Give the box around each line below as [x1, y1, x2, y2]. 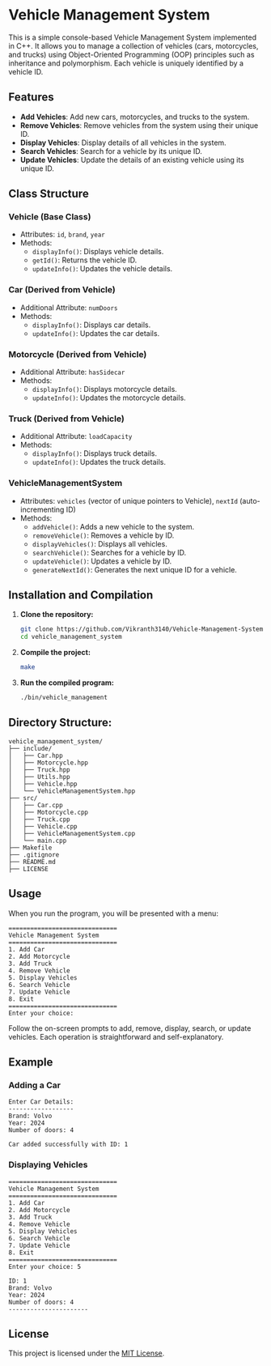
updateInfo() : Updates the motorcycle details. [32, 393, 186, 402]
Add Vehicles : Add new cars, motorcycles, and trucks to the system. [19, 112, 250, 121]
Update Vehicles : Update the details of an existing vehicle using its [19, 155, 244, 164]
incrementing [19, 504, 65, 514]
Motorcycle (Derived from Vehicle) [8, 348, 147, 360]
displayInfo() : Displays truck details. [32, 449, 158, 458]
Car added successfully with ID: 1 [8, 1140, 129, 1149]
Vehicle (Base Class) [8, 211, 91, 223]
